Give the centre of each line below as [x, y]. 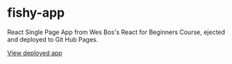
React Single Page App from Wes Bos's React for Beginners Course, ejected [116, 32]
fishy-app [36, 13]
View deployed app [35, 53]
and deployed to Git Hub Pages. [53, 39]
